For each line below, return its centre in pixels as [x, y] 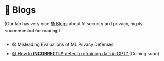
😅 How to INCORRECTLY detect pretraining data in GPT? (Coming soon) [85, 53]
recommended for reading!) [33, 30]
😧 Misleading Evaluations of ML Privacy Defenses [63, 44]
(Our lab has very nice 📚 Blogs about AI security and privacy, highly [74, 23]
